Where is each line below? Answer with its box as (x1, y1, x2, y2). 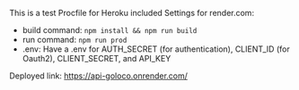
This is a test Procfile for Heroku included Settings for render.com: (9, 8, 254, 18)
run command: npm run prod (22, 35, 128, 45)
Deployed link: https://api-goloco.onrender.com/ (9, 70, 189, 81)
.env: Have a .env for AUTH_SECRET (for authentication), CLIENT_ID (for (22, 44, 290, 54)
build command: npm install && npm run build (22, 25, 198, 35)
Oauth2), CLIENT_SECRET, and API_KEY (22, 53, 171, 63)
